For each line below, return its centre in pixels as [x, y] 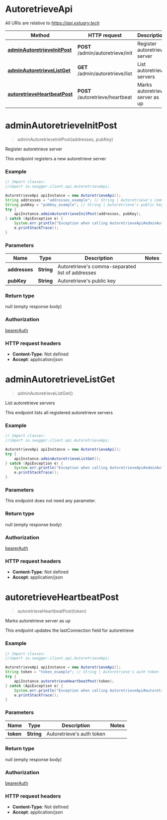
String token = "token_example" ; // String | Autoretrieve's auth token [82, 672]
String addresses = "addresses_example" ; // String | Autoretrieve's [79, 200]
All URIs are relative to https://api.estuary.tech [52, 23]
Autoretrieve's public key [86, 281]
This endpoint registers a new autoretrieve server [56, 158]
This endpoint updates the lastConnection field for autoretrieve [70, 630]
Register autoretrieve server [34, 149]
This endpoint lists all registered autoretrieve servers [59, 412]
